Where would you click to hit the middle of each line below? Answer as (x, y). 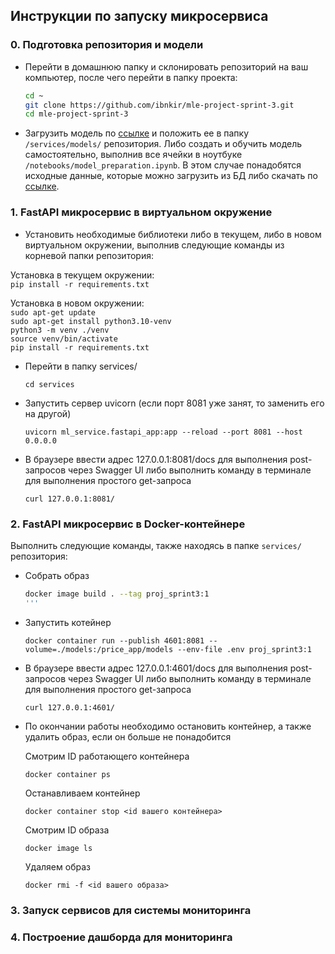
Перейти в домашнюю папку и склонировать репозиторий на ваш (166, 66)
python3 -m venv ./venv (60, 330)
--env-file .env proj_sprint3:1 (244, 649)
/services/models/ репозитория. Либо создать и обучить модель (163, 144)
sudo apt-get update (53, 312)
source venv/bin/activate (64, 339)
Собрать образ (57, 575)
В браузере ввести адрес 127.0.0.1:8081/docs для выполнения (156, 459)
